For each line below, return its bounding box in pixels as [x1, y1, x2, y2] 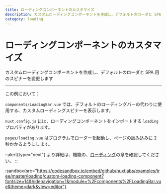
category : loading [5, 16, 43, 21]
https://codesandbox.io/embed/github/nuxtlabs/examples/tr [37, 168, 160, 174]
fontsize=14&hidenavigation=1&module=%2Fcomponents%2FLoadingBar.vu [5, 179, 162, 185]
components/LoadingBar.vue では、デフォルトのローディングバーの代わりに [5, 101, 158, 107]
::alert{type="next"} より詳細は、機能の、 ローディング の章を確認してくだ [5, 152, 155, 158]
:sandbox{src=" [5, 168, 37, 174]
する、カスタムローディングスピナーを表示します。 [9, 107, 113, 113]
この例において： [5, 91, 40, 97]
